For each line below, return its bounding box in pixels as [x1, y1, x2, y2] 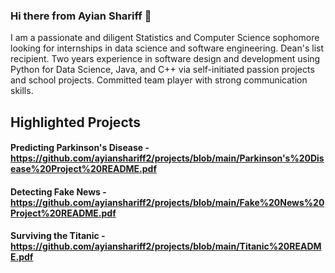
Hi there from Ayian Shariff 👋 [10, 9, 152, 23]
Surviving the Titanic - [10, 230, 106, 242]
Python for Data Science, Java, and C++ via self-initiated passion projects [10, 64, 315, 76]
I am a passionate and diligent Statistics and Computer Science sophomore [10, 32, 320, 44]
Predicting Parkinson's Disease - [10, 142, 150, 154]
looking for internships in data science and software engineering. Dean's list [10, 42, 325, 54]
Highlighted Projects [10, 114, 142, 131]
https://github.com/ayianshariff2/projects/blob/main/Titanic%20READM [10, 240, 322, 253]
